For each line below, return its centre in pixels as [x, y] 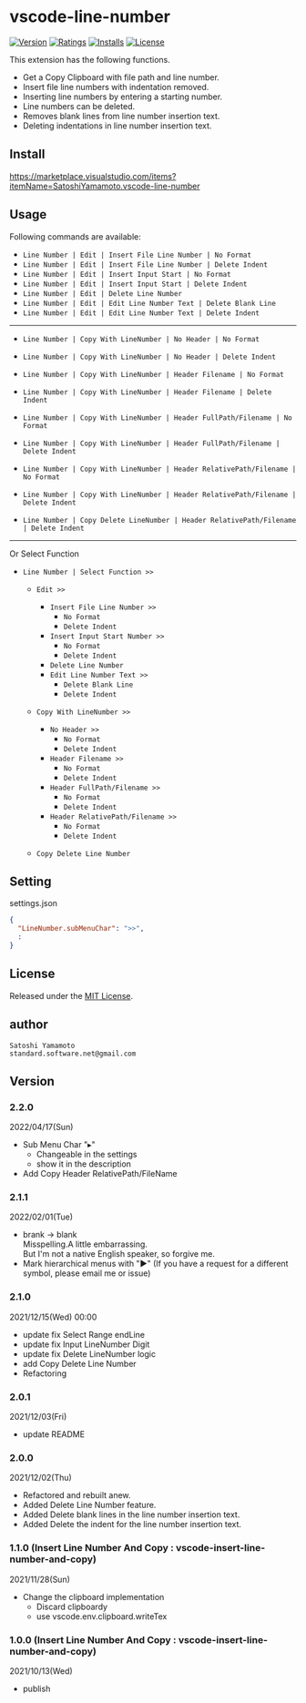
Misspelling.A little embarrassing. [85, 1244]
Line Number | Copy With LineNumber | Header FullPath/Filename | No [158, 418]
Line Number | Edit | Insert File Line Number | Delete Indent [145, 265]
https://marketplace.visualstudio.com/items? [93, 176]
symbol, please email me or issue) [87, 1273]
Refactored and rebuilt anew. [76, 1495]
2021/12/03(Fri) [38, 1417]
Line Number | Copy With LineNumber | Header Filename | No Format [153, 374]
